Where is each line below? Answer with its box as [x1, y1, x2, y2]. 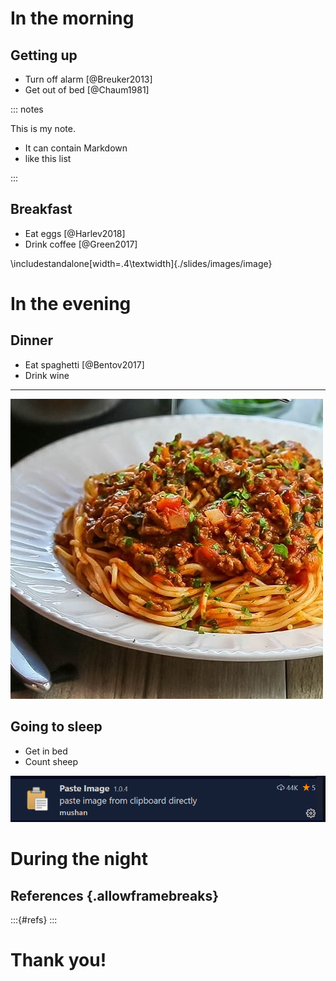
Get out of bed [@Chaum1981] [24, 84, 150, 96]
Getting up [10, 47, 78, 64]
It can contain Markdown [24, 142, 128, 154]
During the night [10, 848, 148, 871]
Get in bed [24, 745, 68, 757]
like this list [24, 153, 72, 164]
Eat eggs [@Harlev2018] [24, 227, 126, 239]
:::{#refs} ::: [10, 914, 58, 926]
